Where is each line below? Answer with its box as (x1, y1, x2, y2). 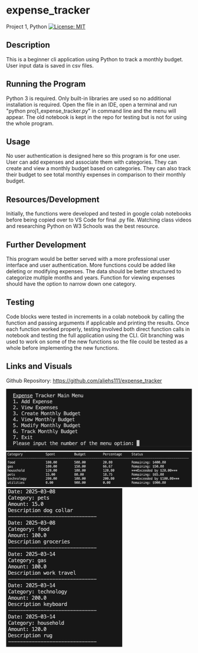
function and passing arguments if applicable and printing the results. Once (6, 319, 190, 326)
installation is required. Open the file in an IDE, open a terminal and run (6, 101, 178, 108)
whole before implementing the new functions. (6, 344, 120, 351)
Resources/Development (6, 194, 100, 204)
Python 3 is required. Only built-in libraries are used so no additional (6, 95, 172, 102)
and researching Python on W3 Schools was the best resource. (6, 223, 160, 230)
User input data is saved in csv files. (6, 62, 94, 69)
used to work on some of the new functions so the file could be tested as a (6, 338, 188, 345)
